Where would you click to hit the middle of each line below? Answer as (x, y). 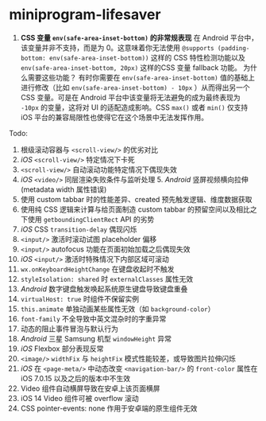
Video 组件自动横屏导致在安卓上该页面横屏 (90, 388)
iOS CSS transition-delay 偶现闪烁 (79, 229)
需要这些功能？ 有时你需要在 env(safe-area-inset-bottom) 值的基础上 (141, 77)
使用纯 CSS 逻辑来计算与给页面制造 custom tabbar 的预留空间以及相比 (135, 209)
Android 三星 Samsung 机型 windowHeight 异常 (96, 338)
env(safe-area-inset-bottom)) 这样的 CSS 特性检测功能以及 (147, 57)
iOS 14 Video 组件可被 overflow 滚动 (80, 398)
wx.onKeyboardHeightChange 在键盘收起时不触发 (97, 269)
